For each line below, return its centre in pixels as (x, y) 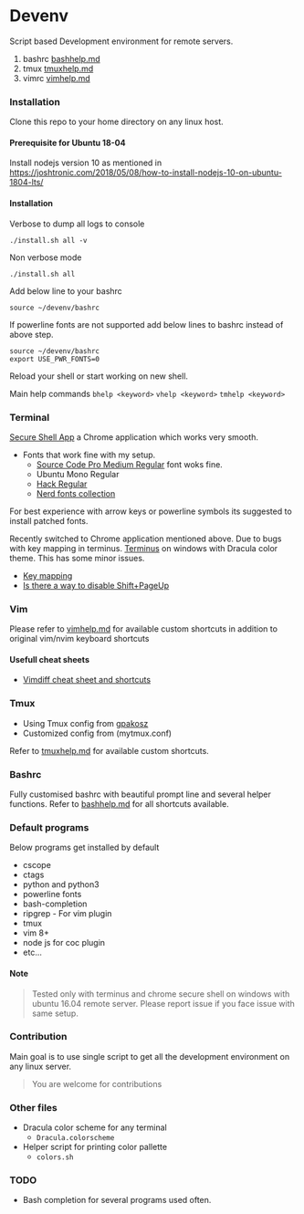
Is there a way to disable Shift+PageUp (96, 585)
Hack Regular (62, 484)
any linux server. (40, 1066)
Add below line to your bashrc (66, 291)
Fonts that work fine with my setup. (89, 455)
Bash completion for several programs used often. (117, 1200)
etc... (32, 952)
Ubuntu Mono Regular (78, 474)
